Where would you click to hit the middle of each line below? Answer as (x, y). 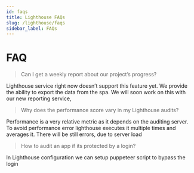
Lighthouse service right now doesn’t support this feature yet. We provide (97, 86)
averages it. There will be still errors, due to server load (74, 134)
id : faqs (17, 12)
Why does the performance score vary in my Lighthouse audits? (100, 110)
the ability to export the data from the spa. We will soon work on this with (96, 92)
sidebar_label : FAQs (32, 28)
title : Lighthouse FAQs (36, 17)
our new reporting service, (39, 98)
